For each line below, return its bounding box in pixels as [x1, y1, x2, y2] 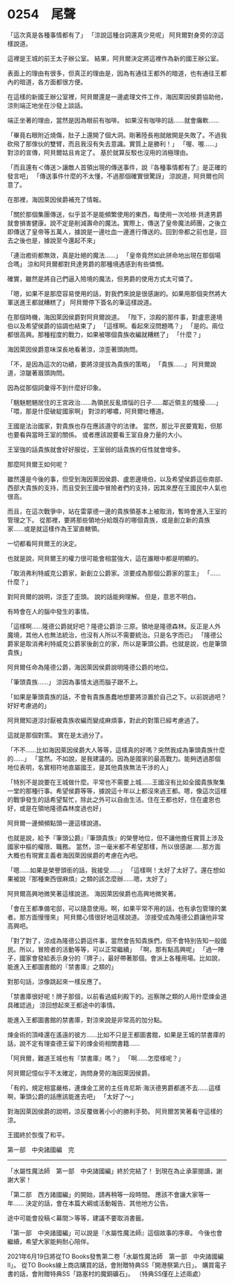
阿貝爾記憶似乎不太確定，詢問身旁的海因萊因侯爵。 [7, 1069, 154, 1077]
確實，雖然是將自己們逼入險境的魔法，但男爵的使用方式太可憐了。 [7, 274, 196, 283]
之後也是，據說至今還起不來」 [13, 236, 99, 245]
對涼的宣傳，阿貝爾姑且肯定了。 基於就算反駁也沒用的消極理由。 [7, 148, 192, 157]
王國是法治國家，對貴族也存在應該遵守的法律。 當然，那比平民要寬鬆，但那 [7, 421, 223, 430]
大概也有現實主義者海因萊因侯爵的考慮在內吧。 [7, 851, 141, 859]
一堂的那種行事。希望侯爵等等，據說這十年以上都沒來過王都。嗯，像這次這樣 [7, 787, 227, 795]
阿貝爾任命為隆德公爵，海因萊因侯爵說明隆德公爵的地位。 [7, 663, 172, 671]
